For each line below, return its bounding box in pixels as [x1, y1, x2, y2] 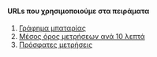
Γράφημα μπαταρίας [18, 23, 86, 33]
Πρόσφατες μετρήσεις [18, 40, 93, 50]
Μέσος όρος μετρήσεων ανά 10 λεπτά [18, 32, 145, 41]
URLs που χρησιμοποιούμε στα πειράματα [7, 6, 150, 16]
